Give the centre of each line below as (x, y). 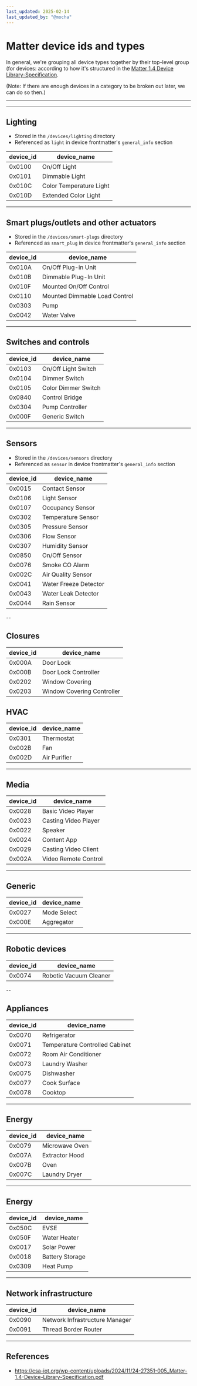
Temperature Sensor (70, 517)
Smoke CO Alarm (66, 565)
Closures (23, 636)
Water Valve (59, 315)
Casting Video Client (70, 849)
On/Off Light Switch (69, 369)
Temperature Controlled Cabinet (86, 1044)
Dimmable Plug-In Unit (74, 277)
